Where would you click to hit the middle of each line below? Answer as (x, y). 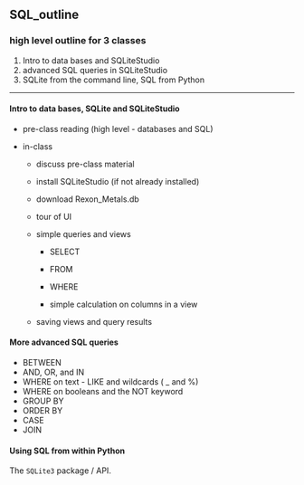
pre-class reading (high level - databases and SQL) (118, 128)
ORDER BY (43, 411)
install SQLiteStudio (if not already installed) (118, 181)
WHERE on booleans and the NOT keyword (103, 392)
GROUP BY (43, 401)
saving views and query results (94, 321)
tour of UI (54, 216)
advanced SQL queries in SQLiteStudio (95, 70)
